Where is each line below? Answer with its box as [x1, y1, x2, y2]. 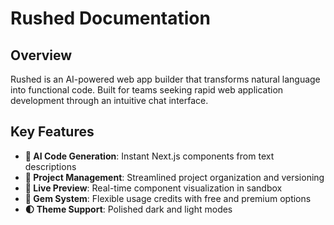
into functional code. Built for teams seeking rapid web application [10, 84, 284, 96]
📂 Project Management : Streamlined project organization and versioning [24, 171, 325, 183]
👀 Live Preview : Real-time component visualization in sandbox [24, 182, 283, 194]
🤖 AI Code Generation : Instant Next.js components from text [24, 150, 275, 162]
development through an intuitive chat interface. [10, 95, 209, 106]
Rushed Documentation [10, 7, 211, 30]
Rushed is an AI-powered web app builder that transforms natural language [10, 73, 321, 85]
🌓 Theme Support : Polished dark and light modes [24, 203, 233, 215]
